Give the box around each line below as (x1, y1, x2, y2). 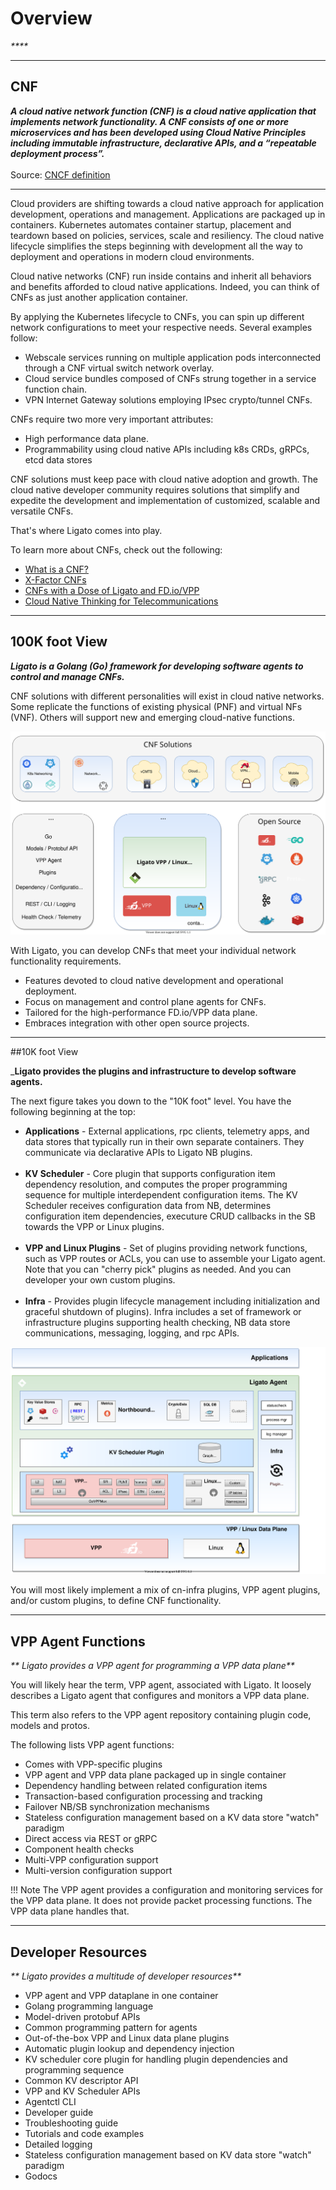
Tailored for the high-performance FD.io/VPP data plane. (24, 1006, 258, 1018)
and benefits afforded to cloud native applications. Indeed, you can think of (10, 280, 320, 292)
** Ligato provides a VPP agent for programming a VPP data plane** (10, 1660, 295, 1672)
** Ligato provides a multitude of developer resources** (10, 1970, 242, 1982)
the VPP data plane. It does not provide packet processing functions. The (10, 1895, 313, 1907)
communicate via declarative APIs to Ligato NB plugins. (24, 1146, 253, 1158)
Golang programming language (24, 2000, 154, 2012)
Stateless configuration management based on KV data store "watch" (24, 2149, 312, 2161)
